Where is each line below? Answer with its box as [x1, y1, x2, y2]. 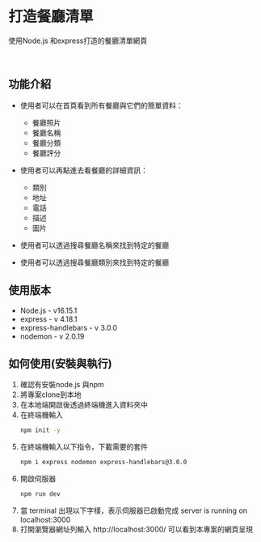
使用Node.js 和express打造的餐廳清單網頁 [8, 36, 148, 45]
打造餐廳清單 [8, 7, 95, 26]
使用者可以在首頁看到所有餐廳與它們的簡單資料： [19, 100, 183, 110]
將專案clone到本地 [19, 390, 82, 399]
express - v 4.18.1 [19, 314, 78, 324]
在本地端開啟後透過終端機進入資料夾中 [19, 400, 148, 410]
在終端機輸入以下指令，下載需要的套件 [19, 442, 148, 452]
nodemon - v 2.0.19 [19, 331, 85, 341]
